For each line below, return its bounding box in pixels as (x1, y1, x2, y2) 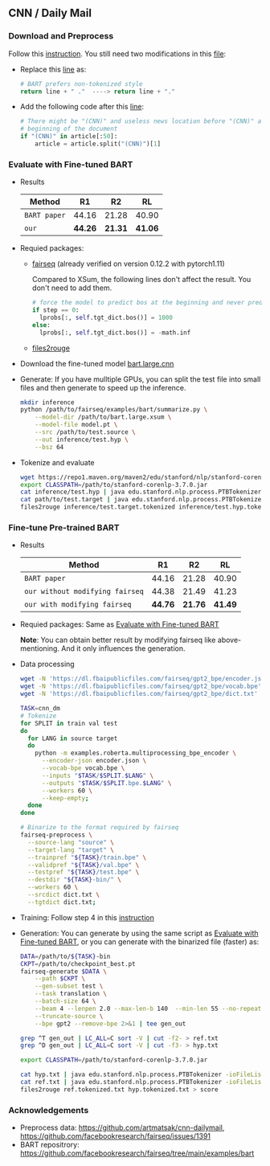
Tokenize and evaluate (19, 457, 95, 467)
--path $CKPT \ (35, 975, 86, 983)
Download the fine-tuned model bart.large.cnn (19, 358, 174, 368)
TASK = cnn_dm (19, 705, 60, 713)
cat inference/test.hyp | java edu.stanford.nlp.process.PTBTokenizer (19, 488, 262, 497)
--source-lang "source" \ (27, 838, 114, 846)
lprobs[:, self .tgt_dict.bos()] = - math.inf (39, 329, 191, 337)
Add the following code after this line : (19, 102, 145, 112)
